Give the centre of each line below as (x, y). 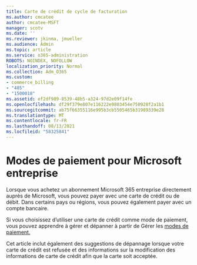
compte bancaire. (27, 208)
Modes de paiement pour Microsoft (94, 161)
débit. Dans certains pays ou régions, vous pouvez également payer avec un (99, 202)
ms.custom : (19, 77)
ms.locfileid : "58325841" (38, 132)
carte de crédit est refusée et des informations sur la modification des (91, 250)
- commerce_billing (30, 83)
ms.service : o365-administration (47, 55)
